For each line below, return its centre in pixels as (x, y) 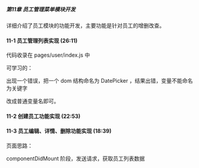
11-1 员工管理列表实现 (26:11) (42, 40)
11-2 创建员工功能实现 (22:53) (43, 116)
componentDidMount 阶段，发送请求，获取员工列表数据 (76, 158)
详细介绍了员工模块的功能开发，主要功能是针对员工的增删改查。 (85, 25)
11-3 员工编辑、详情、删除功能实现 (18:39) (59, 131)
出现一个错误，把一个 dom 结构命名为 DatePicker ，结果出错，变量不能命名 (99, 81)
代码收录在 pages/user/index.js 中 (48, 55)
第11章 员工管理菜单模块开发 (41, 9)
